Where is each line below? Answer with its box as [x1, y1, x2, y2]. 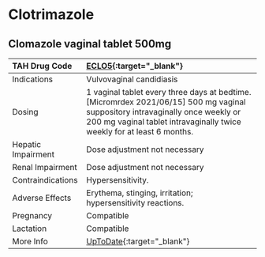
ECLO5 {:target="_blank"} [86, 61, 183, 71]
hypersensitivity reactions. [86, 198, 185, 208]
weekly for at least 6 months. [86, 127, 194, 137]
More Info [12, 236, 49, 247]
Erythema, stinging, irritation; [86, 187, 193, 198]
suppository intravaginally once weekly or [86, 107, 241, 117]
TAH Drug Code [12, 61, 73, 71]
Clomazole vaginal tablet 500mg [8, 37, 172, 51]
